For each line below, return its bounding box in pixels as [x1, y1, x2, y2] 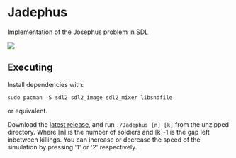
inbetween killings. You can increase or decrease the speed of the [7, 135, 201, 144]
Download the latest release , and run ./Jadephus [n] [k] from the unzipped [7, 120, 229, 128]
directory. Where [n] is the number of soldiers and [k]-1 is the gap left [7, 128, 210, 136]
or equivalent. [7, 106, 48, 115]
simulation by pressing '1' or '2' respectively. [7, 142, 137, 151]
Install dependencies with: [7, 80, 84, 89]
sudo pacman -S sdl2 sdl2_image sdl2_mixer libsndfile [7, 94, 173, 101]
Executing [7, 62, 53, 74]
